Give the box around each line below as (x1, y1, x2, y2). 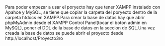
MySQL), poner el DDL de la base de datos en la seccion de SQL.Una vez (5, 25, 155, 31)
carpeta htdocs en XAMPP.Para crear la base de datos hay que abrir (5, 15, 145, 20)
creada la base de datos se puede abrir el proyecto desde (5, 30, 124, 36)
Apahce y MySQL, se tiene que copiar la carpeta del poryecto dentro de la (5, 9, 158, 15)
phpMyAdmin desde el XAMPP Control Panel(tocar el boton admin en (5, 20, 147, 25)
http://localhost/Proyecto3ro (5, 35, 63, 41)
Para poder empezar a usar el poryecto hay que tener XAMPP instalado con (5, 4, 161, 10)
